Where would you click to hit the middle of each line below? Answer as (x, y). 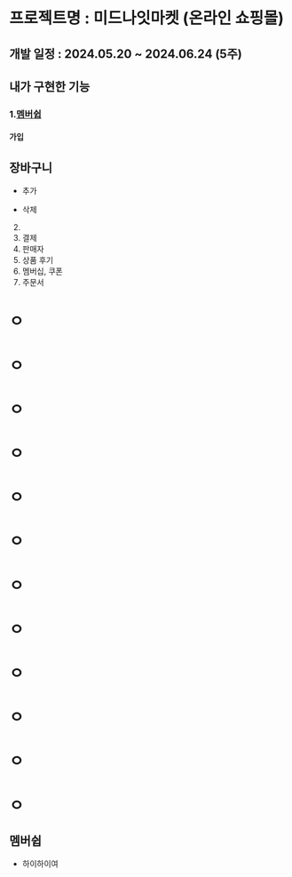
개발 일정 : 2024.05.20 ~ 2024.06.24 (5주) (126, 54)
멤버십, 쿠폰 (43, 271)
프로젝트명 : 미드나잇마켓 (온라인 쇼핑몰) (146, 18)
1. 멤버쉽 (25, 114)
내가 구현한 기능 (50, 87)
